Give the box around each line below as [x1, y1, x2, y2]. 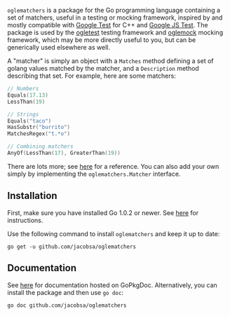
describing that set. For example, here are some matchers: [7, 71, 177, 80]
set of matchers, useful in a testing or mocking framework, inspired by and [7, 13, 223, 22]
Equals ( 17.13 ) [7, 91, 49, 99]
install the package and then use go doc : [7, 288, 124, 296]
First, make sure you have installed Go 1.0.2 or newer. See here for [7, 208, 199, 217]
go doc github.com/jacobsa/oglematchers [7, 301, 128, 309]
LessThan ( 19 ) [7, 98, 46, 105]
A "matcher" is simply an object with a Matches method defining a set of [7, 57, 214, 65]
